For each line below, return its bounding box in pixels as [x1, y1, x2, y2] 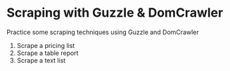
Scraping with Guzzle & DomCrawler [6, 5, 224, 21]
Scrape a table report [16, 49, 79, 57]
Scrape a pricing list [16, 41, 75, 49]
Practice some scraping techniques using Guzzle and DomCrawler [6, 28, 200, 36]
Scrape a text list [16, 56, 66, 64]
